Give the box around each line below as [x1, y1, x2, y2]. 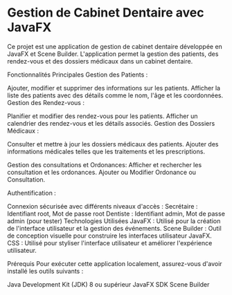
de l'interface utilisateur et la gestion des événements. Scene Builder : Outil [7, 224, 222, 232]
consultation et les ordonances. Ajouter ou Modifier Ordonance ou [7, 168, 196, 176]
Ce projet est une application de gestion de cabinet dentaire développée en [7, 42, 223, 50]
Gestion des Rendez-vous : [7, 98, 85, 106]
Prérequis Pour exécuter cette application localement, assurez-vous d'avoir [7, 259, 223, 267]
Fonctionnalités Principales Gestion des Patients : [7, 70, 148, 79]
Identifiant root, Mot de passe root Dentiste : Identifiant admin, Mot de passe [7, 209, 225, 218]
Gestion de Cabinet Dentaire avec [7, 5, 204, 21]
